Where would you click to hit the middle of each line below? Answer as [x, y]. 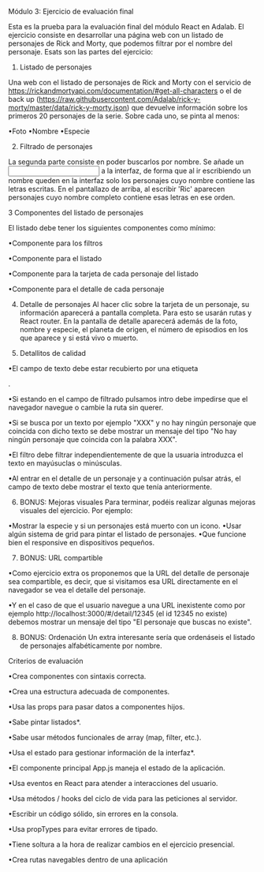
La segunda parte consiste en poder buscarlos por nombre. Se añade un [126, 162]
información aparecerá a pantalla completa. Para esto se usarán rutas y [136, 312]
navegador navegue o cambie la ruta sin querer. [86, 407]
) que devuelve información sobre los [187, 107]
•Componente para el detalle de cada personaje [86, 289]
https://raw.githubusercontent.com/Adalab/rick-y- [120, 99]
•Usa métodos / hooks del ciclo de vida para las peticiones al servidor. [123, 799]
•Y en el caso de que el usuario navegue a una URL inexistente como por [127, 605]
